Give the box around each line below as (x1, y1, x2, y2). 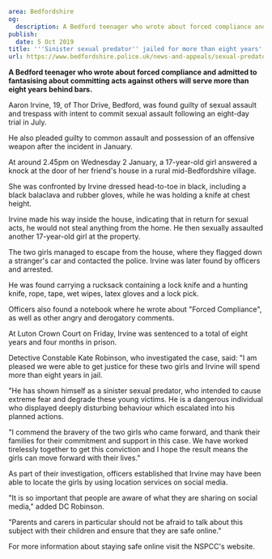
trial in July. (8, 117, 47, 127)
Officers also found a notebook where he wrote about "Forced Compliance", (8, 304, 262, 315)
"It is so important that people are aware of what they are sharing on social (8, 493, 257, 503)
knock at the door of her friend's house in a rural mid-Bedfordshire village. (8, 166, 257, 176)
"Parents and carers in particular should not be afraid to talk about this (8, 518, 244, 527)
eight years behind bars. (8, 85, 93, 95)
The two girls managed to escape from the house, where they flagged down (8, 248, 262, 257)
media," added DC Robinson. (8, 502, 105, 511)
